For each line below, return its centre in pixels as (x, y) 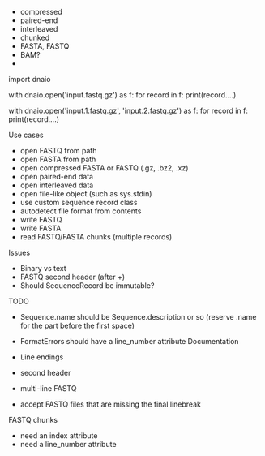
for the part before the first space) (77, 325)
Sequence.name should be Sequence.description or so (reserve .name (138, 317)
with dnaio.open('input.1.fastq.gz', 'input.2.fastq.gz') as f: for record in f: (128, 110)
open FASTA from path (58, 159)
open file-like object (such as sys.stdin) (86, 194)
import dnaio (30, 79)
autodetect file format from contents (81, 211)
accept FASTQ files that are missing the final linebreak (110, 404)
